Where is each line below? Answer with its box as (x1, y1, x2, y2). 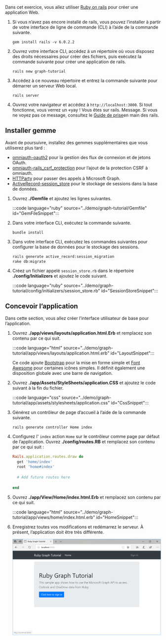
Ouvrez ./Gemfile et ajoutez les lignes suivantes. (12, 195, 112, 201)
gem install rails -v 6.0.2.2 (12, 40, 75, 44)
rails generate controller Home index (12, 425, 92, 430)
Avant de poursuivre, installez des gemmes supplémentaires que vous (5, 139, 148, 145)
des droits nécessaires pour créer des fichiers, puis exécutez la (12, 54, 142, 59)
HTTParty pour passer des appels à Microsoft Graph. (12, 175, 121, 181)
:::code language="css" (12, 395, 61, 400)
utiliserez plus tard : (5, 145, 45, 151)
